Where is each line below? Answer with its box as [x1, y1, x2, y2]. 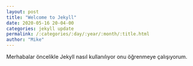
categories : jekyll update [6, 25, 74, 32]
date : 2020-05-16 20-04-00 [6, 20, 74, 26]
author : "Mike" [6, 37, 45, 43]
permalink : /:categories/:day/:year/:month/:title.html [6, 31, 150, 37]
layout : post [6, 8, 39, 15]
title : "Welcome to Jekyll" [6, 14, 77, 20]
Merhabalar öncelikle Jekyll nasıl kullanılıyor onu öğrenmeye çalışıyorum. [6, 53, 188, 60]
